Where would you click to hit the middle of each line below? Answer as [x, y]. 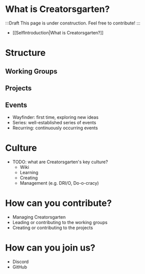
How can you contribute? [58, 203]
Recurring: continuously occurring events [55, 128]
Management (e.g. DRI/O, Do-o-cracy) [59, 183]
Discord [20, 262]
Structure [25, 53]
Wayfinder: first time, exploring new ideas [55, 117]
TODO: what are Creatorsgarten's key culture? [60, 162]
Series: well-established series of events [54, 122]
